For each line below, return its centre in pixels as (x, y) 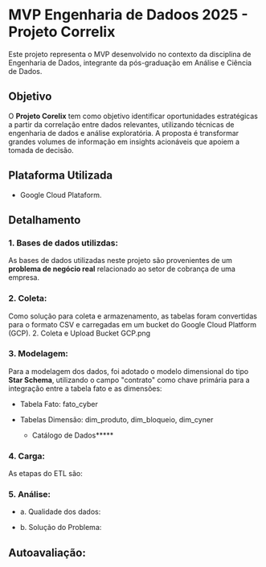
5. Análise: (29, 495)
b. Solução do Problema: (61, 528)
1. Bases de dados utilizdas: (63, 243)
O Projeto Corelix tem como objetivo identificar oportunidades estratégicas (133, 116)
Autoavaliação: (47, 553)
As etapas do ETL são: (45, 474)
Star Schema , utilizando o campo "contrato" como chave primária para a (129, 380)
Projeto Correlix (62, 32)
